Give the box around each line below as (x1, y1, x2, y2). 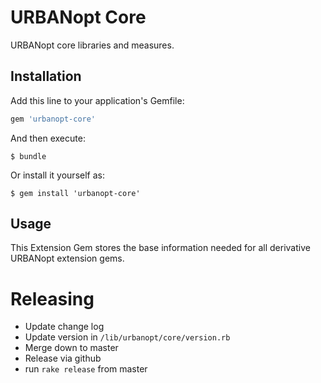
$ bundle (10, 151, 47, 161)
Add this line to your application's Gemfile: (10, 94, 185, 106)
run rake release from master (24, 363, 148, 375)
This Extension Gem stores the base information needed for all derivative (10, 242, 311, 254)
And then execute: (10, 132, 86, 144)
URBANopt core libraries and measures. (10, 39, 175, 51)
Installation (10, 68, 82, 85)
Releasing (10, 287, 95, 310)
